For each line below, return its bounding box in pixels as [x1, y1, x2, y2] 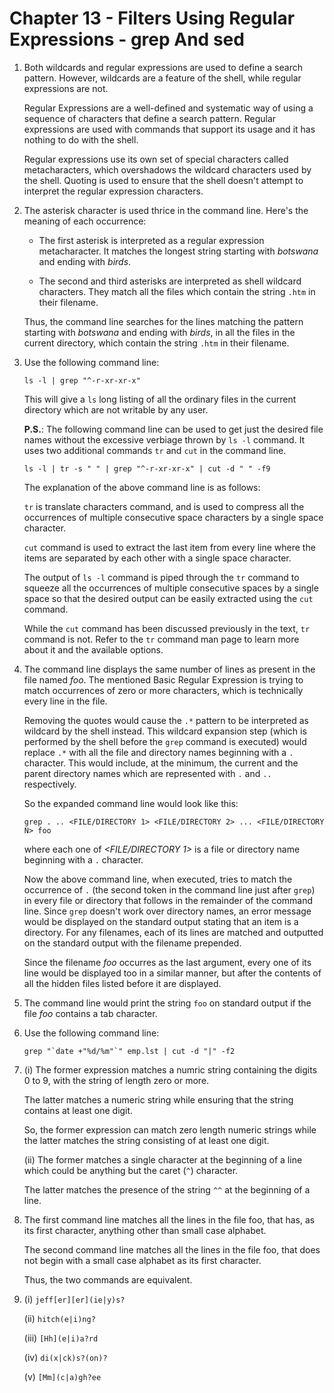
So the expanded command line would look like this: [23, 797, 239, 809]
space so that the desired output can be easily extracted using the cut [23, 592, 314, 604]
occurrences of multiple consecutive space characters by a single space [23, 511, 324, 523]
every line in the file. [23, 695, 108, 707]
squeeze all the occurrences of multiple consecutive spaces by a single [23, 582, 319, 594]
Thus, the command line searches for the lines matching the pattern [23, 315, 304, 327]
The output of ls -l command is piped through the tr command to [23, 571, 300, 583]
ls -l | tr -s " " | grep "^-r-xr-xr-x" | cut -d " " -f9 [23, 463, 271, 474]
